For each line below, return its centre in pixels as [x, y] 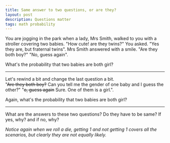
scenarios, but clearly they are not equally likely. [56, 135]
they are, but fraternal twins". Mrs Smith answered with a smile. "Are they [81, 49]
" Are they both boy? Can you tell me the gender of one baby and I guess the [84, 85]
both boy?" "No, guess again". [37, 55]
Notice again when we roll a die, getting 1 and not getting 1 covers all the [81, 129]
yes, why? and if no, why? [32, 120]
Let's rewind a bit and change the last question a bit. [60, 79]
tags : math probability [30, 24]
